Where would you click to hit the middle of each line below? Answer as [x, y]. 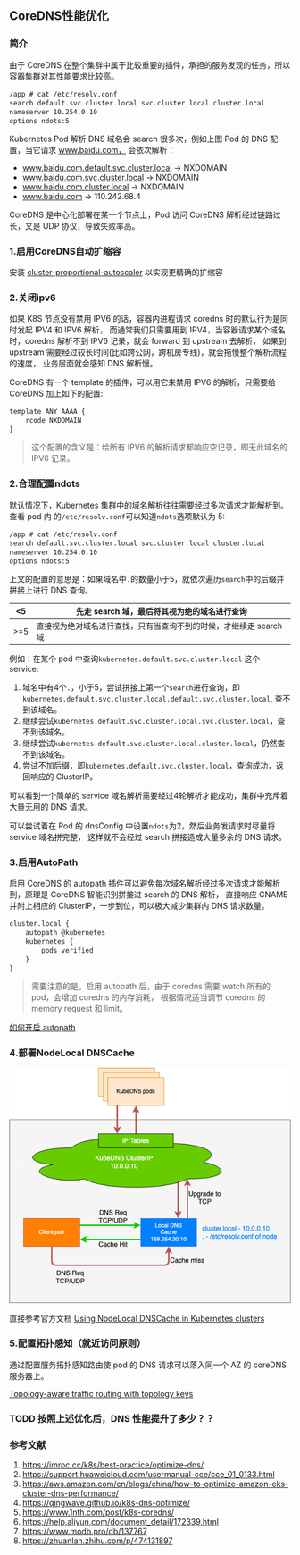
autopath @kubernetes [65, 933]
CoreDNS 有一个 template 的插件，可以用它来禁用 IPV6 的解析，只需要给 [143, 382]
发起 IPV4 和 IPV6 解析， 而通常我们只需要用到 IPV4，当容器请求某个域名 [151, 330]
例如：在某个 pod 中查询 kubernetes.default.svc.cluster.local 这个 [135, 659]
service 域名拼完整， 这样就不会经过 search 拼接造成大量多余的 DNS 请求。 [148, 836]
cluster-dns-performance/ [70, 1493]
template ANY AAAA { [48, 412]
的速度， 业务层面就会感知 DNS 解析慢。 [83, 364]
